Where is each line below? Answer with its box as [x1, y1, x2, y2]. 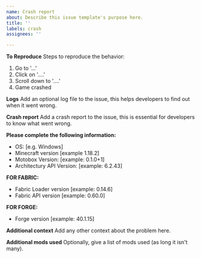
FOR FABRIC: [6, 174, 39, 181]
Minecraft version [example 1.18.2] [14, 150, 100, 157]
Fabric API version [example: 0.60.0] [14, 192, 106, 199]
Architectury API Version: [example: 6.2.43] [14, 162, 123, 170]
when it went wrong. [6, 102, 57, 109]
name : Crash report [6, 8, 55, 15]
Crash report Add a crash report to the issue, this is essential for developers [6, 114, 195, 121]
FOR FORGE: [6, 204, 38, 211]
